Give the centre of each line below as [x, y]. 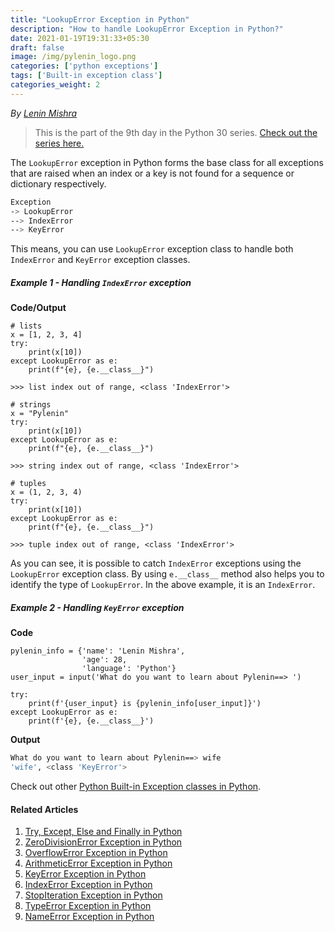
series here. [59, 143]
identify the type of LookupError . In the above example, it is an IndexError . [163, 585]
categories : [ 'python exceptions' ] [84, 66]
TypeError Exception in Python [88, 906]
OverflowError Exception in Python [96, 853]
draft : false [37, 47]
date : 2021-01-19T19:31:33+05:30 [80, 38]
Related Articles [44, 809]
